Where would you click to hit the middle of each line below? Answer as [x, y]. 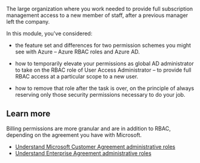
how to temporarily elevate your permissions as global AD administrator [104, 64]
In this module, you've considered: [49, 33]
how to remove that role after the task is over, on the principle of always [105, 88]
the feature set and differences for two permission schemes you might [103, 45]
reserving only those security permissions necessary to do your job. [100, 95]
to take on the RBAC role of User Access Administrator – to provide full [103, 70]
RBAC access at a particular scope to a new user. [76, 76]
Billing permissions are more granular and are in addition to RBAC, [88, 128]
